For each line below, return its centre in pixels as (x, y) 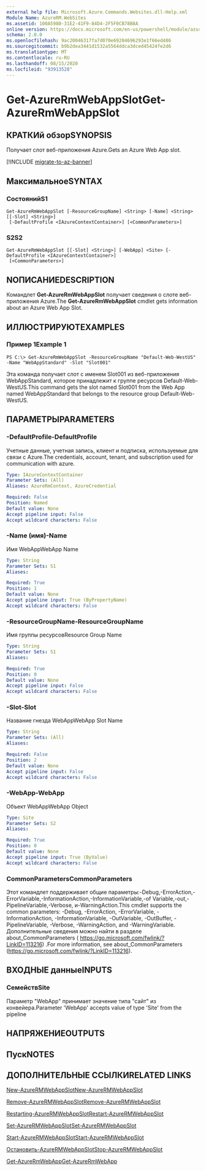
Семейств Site (28, 988)
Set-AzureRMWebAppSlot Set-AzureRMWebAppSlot (71, 1126)
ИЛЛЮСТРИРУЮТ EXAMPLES (66, 327)
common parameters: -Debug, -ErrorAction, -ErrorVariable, (81, 912)
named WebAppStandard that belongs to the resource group (83, 393)
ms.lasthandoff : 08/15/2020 (42, 63)
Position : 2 (21, 760)
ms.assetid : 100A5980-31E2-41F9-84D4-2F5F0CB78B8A (72, 23)
